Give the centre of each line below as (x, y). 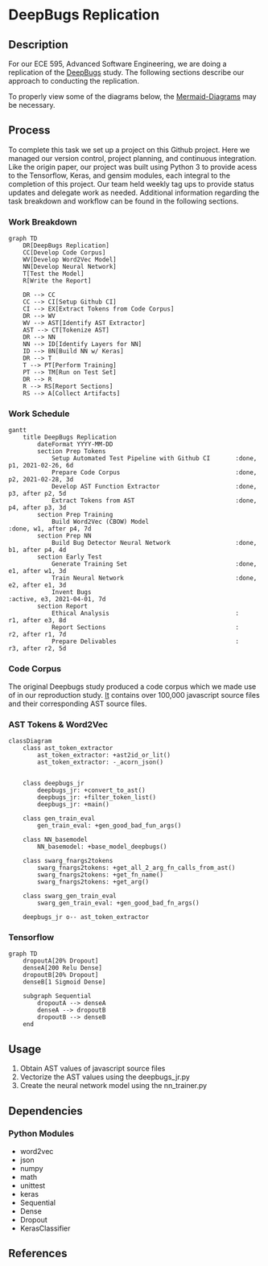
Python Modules (41, 1134)
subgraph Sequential (57, 996)
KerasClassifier (45, 1228)
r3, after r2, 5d (37, 649)
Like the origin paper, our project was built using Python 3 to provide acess (133, 167)
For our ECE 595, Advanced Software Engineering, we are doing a (118, 64)
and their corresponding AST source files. (78, 703)
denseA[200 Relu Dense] (63, 968)
